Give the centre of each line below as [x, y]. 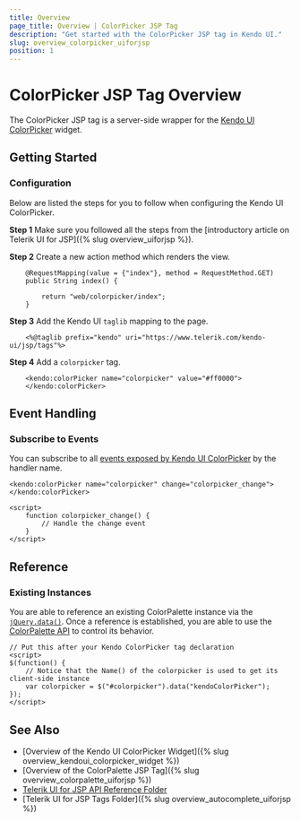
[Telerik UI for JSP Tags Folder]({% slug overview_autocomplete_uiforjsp [156, 799]
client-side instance [50, 679]
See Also [34, 730]
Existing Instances [51, 592]
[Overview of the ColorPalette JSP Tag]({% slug [111, 770]
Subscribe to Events [54, 439]
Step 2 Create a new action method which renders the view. [120, 256]
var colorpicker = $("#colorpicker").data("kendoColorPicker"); [148, 687]
